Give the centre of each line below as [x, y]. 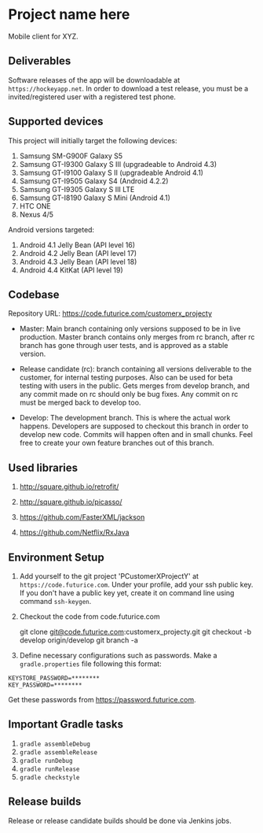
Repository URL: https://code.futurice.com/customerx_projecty [110, 313]
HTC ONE [35, 205]
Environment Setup [56, 557]
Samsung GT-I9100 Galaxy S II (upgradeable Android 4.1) [111, 172]
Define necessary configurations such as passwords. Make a [118, 655]
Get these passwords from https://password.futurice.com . [102, 700]
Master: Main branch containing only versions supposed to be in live [130, 329]
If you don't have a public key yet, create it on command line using [127, 593]
